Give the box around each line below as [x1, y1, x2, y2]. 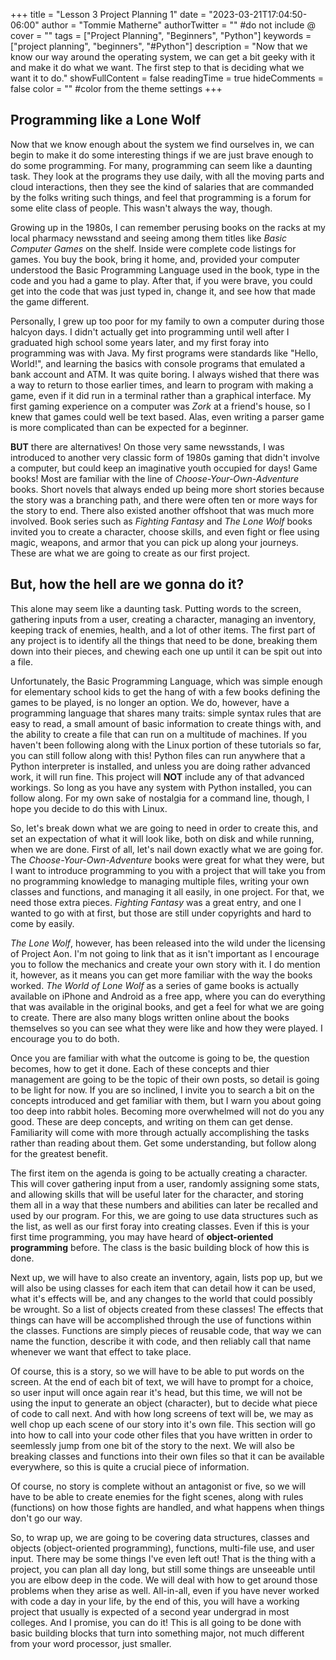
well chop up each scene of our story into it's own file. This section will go [10, 1418, 316, 1430]
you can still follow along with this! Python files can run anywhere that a [10, 749, 306, 761]
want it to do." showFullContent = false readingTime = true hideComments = [10, 72, 324, 84]
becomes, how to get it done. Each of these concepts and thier [10, 1062, 270, 1074]
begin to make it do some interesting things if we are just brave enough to [10, 149, 314, 161]
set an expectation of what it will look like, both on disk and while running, [10, 832, 315, 844]
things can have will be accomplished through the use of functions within [10, 1314, 312, 1326]
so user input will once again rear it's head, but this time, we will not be [10, 1386, 303, 1398]
